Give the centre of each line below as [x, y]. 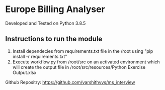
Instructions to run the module [54, 39]
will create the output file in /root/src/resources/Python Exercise [79, 67]
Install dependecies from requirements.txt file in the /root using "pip [83, 51]
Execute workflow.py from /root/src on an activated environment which [86, 62]
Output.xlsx [24, 72]
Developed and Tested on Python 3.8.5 [46, 23]
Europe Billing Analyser [55, 9]
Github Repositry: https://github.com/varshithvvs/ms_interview [70, 82]
